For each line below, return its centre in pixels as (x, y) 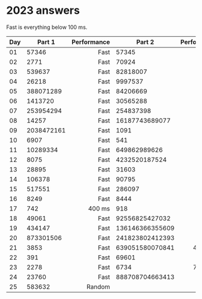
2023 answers (43, 11)
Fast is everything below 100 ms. (47, 27)
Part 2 (145, 42)
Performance (90, 42)
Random (98, 286)
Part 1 (46, 42)
